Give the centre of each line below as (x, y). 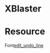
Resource (25, 32)
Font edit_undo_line (24, 45)
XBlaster (23, 9)
